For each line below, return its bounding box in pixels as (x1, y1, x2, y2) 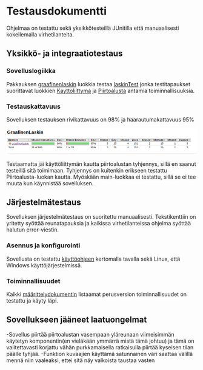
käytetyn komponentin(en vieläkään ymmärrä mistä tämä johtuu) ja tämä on (6, 337, 195, 344)
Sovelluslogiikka (6, 67, 56, 75)
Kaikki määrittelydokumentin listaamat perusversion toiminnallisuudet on (6, 290, 187, 298)
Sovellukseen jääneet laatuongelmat (6, 315, 147, 325)
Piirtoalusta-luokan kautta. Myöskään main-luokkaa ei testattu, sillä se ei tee (6, 173, 196, 180)
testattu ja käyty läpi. (6, 296, 59, 304)
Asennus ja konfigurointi (6, 241, 81, 250)
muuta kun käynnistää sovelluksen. (6, 179, 94, 187)
